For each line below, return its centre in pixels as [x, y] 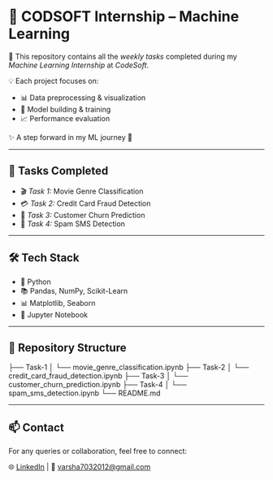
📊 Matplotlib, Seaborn [58, 303]
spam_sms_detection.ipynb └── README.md [84, 393]
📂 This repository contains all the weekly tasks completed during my [123, 56]
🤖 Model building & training [65, 109]
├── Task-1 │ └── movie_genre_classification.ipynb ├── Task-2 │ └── [129, 367]
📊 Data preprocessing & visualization [83, 98]
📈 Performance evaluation [65, 118]
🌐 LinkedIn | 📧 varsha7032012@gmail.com [80, 467]
